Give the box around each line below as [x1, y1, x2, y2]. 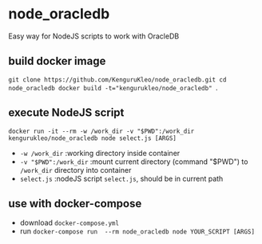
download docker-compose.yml [19, 218, 120, 228]
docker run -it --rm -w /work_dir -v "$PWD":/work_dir [8, 127, 195, 135]
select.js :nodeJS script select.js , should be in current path [19, 174, 224, 183]
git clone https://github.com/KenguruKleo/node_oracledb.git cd [8, 75, 227, 84]
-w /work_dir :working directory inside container [19, 148, 181, 158]
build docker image [8, 54, 106, 68]
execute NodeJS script [8, 106, 125, 120]
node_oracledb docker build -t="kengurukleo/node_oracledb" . [8, 82, 218, 92]
